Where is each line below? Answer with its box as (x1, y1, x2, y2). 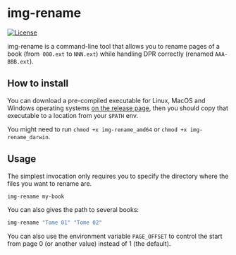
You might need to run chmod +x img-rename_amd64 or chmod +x (7, 125, 187, 134)
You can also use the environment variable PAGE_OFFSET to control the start (7, 232, 223, 241)
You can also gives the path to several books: (7, 206, 139, 214)
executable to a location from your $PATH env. (7, 111, 139, 119)
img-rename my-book (7, 193, 65, 200)
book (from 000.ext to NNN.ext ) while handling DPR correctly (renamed (7, 49, 213, 58)
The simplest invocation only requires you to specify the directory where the (7, 172, 229, 180)
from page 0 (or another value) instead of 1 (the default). (7, 239, 171, 248)
